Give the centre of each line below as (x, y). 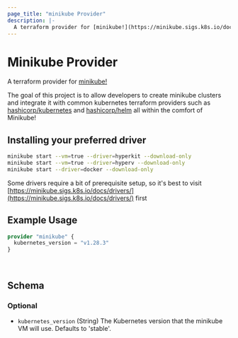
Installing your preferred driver (77, 140)
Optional (22, 305)
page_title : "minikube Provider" (57, 14)
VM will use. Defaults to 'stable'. (64, 328)
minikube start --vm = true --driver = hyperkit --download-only (100, 156)
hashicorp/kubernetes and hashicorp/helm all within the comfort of (105, 110)
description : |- (31, 21)
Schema (26, 285)
